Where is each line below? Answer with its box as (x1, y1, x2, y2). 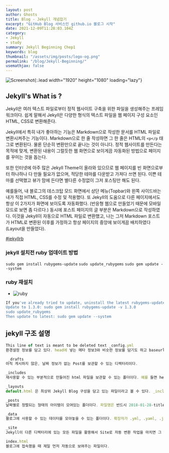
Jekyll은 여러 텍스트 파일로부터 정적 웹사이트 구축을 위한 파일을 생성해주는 (6, 105, 150, 111)
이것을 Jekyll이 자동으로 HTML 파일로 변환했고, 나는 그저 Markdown (12, 213, 147, 219)
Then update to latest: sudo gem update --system (6, 314, 112, 319)
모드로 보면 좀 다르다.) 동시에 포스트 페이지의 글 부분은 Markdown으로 (6, 206, 143, 212)
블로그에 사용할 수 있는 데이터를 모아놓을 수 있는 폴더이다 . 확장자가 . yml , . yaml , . (6, 416, 162, 421)
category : (6, 31, 27, 36)
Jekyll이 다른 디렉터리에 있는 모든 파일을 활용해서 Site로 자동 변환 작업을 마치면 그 (6, 430, 162, 435)
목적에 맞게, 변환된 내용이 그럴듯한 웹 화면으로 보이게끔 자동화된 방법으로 (6, 148, 147, 154)
